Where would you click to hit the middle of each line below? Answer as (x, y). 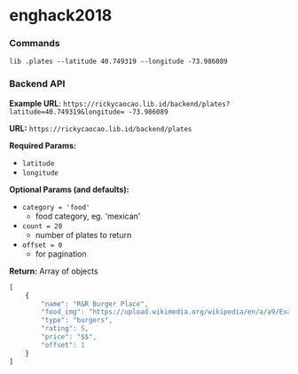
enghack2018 (61, 16)
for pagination (61, 253)
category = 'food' (56, 207)
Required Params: (43, 145)
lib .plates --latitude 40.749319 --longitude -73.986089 (118, 62)
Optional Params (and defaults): (70, 189)
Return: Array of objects (54, 271)
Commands (35, 44)
